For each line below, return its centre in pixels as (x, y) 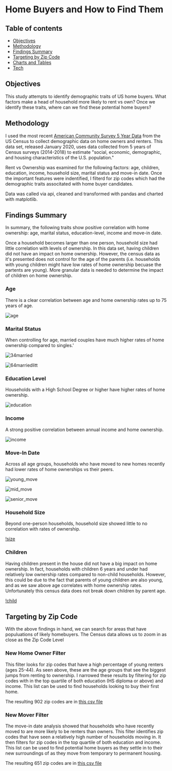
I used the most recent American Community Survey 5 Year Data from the (83, 136)
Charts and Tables (32, 62)
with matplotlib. (21, 199)
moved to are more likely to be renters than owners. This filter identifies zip (84, 731)
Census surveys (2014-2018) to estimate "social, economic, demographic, (83, 152)
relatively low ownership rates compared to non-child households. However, (86, 574)
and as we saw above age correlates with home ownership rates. (74, 585)
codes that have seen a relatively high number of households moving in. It (83, 737)
